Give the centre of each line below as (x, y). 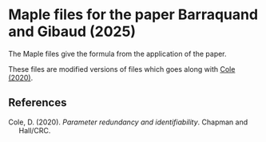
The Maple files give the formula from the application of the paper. (117, 53)
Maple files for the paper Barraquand (133, 15)
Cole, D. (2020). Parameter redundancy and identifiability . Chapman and (128, 122)
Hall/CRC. (35, 130)
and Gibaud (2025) (72, 32)
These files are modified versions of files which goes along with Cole (122, 69)
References (38, 103)
